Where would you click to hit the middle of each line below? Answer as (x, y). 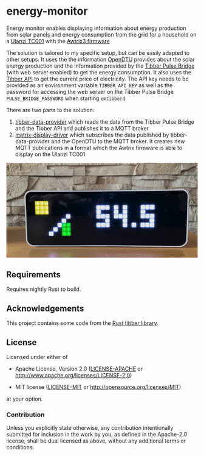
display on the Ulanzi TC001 (50, 154)
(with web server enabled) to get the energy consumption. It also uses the (99, 72)
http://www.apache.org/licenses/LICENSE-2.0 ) (73, 375)
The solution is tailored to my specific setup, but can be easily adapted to (98, 52)
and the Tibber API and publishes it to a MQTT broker (82, 128)
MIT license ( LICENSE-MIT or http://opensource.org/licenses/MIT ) (98, 387)
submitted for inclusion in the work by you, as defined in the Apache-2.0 (97, 435)
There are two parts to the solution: (50, 110)
